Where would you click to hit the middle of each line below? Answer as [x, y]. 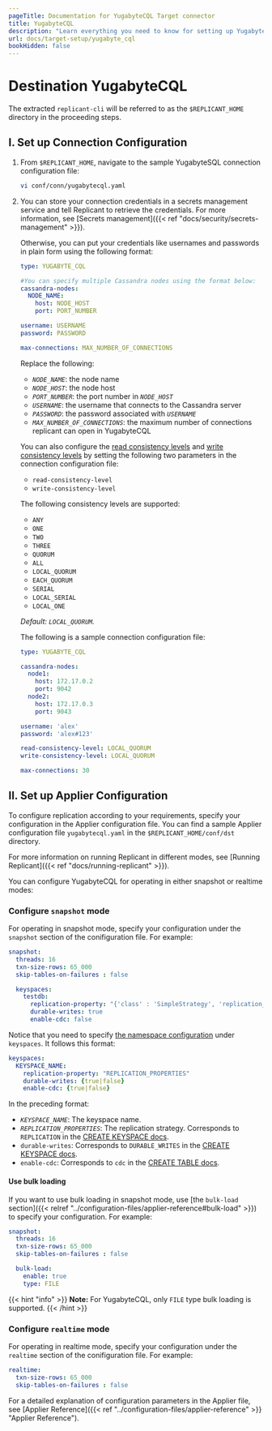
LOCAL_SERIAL [54, 598]
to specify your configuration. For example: [80, 1216]
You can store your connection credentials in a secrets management [134, 201]
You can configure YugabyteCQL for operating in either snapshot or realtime [136, 881]
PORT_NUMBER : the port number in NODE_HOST [103, 396]
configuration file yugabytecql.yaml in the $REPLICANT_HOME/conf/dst [121, 833]
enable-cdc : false [61, 1020]
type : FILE [41, 1283]
